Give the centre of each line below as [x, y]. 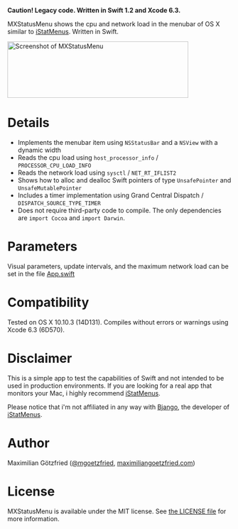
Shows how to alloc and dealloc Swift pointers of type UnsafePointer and [124, 180]
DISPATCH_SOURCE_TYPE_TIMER [59, 203]
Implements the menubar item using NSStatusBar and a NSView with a [118, 142]
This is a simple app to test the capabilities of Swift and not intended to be [116, 378]
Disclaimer [40, 359]
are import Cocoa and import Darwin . [71, 218]
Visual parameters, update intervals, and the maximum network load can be [118, 266]
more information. [33, 518]
